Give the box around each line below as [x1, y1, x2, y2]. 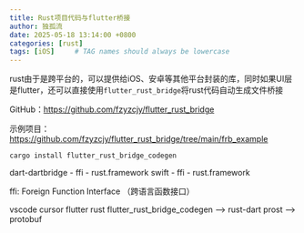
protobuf [9, 214, 43, 225]
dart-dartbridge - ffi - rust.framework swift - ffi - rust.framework [9, 167, 250, 178]
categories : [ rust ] [9, 38, 84, 48]
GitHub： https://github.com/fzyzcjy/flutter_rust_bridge [9, 104, 215, 115]
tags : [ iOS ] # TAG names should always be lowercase [9, 47, 230, 56]
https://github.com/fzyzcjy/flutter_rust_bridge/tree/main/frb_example [9, 134, 269, 145]
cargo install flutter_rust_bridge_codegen [9, 151, 177, 160]
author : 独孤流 [9, 22, 63, 31]
